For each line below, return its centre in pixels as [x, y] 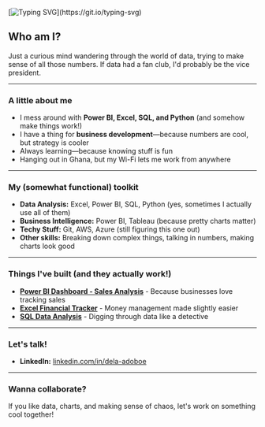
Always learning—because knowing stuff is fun [96, 151]
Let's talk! [28, 344]
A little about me [40, 100]
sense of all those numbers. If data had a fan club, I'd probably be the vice [129, 64]
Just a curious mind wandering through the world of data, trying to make [126, 56]
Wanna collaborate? [47, 388]
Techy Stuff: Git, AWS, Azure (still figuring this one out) [110, 229]
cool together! [31, 414]
